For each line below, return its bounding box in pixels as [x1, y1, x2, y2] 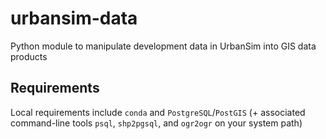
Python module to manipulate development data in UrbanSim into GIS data [10, 40, 317, 52]
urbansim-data [10, 7, 138, 30]
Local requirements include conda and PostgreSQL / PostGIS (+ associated [10, 106, 306, 118]
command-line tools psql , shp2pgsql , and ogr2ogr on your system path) [10, 117, 303, 129]
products [10, 50, 48, 62]
